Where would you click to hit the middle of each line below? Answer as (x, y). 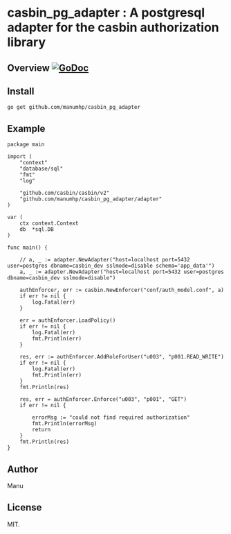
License (25, 508)
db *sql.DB (37, 230)
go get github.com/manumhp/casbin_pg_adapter (74, 107)
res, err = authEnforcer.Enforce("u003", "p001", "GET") (103, 399)
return (41, 430)
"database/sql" (41, 169)
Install (21, 91)
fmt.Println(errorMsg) (65, 424)
